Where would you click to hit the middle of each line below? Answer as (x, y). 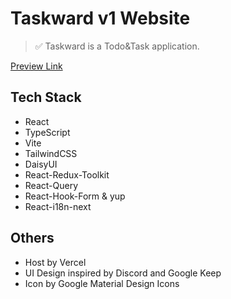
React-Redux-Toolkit (67, 174)
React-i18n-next (58, 206)
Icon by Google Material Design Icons (102, 283)
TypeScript (47, 132)
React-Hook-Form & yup (75, 196)
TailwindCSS (51, 153)
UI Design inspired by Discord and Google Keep (123, 273)
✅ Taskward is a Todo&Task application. (117, 46)
